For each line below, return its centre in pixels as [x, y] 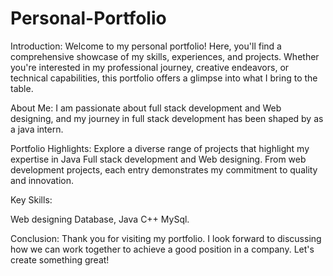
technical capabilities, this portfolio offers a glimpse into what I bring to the [164, 78]
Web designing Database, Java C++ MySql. [100, 219]
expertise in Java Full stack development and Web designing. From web [158, 159]
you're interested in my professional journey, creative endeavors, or [150, 67]
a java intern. [37, 129]
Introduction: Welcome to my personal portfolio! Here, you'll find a [146, 46]
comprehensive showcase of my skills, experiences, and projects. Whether [165, 56]
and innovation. [42, 180]
